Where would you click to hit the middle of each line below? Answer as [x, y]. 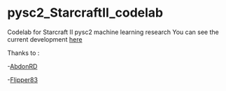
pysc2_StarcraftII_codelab [85, 13]
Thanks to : [23, 53]
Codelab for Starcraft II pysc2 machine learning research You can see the [113, 32]
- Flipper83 [23, 80]
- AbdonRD [22, 66]
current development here [45, 39]
